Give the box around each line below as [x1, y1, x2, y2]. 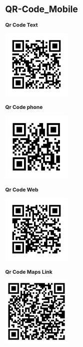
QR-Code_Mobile [5, 4, 78, 15]
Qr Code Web [5, 186, 38, 193]
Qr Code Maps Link [5, 269, 52, 275]
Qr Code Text [5, 22, 38, 29]
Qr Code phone [5, 104, 43, 111]
